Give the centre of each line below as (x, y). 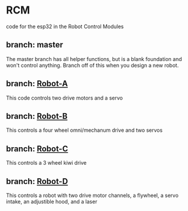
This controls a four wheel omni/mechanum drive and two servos (84, 130)
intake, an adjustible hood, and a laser (52, 202)
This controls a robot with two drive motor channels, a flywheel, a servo (93, 195)
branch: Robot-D (37, 181)
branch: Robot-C (37, 149)
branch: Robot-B (37, 116)
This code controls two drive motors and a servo (65, 98)
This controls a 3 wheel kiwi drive (46, 163)
